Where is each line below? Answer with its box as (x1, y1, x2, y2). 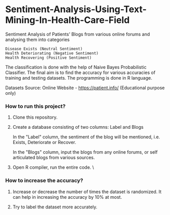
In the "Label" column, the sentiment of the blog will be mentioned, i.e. (12, 134, 160, 140)
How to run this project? (5, 102, 66, 110)
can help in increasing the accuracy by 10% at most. (12, 194, 122, 200)
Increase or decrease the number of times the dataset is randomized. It (12, 189, 161, 195)
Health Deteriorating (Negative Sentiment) (5, 51, 99, 56)
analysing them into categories (5, 37, 70, 43)
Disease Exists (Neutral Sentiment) (5, 46, 83, 51)
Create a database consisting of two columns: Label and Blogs (12, 124, 144, 130)
